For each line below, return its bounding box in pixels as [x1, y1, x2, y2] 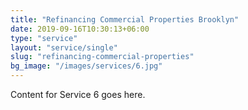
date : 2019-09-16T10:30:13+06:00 [10, 24, 150, 34]
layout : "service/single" [10, 42, 118, 53]
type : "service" [10, 33, 78, 43]
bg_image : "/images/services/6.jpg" [10, 61, 163, 71]
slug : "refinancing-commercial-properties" [10, 52, 195, 62]
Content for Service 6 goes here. [10, 89, 146, 100]
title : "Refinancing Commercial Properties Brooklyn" [10, 14, 240, 25]
